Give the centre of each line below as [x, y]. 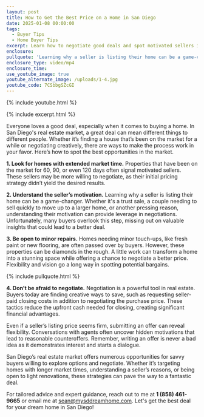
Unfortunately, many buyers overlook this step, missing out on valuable [95, 220]
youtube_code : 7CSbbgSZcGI [40, 86]
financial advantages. [33, 314]
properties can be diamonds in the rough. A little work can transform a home [102, 252]
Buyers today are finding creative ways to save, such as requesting [90, 294]
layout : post [23, 12]
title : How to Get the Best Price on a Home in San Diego [81, 18]
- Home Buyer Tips [35, 40]
